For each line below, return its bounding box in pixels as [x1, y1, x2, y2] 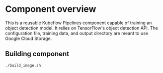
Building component [5, 50, 70, 58]
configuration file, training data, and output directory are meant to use [5, 30, 148, 36]
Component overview [5, 3, 96, 15]
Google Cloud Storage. [5, 36, 52, 41]
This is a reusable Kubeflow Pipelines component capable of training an [5, 20, 152, 26]
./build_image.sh [5, 63, 41, 68]
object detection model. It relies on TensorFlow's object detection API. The [5, 25, 158, 31]
